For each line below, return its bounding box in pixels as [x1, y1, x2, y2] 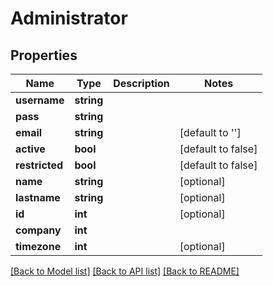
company [15, 223, 62, 237]
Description [113, 77, 170, 90]
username [15, 93, 65, 107]
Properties [10, 47, 78, 64]
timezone [15, 240, 62, 253]
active [15, 142, 46, 156]
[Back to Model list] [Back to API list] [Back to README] [10, 265, 240, 277]
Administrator [10, 7, 128, 30]
